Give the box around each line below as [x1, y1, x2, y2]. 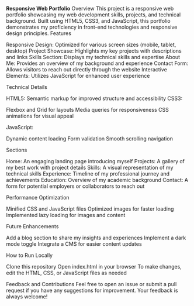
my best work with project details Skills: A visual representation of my [6, 164, 174, 171]
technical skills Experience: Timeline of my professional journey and [6, 170, 170, 177]
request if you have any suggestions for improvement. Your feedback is [6, 287, 178, 294]
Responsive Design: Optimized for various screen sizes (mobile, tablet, [6, 41, 176, 48]
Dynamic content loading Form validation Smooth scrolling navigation [6, 135, 174, 142]
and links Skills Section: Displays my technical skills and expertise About [6, 54, 180, 60]
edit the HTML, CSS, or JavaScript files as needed [6, 269, 127, 276]
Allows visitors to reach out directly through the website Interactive [6, 66, 168, 73]
